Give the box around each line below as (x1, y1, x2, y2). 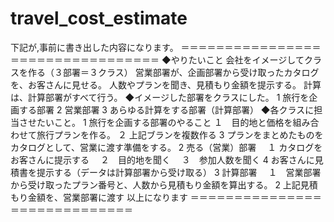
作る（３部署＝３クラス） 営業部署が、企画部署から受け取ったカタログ (27, 66, 320, 78)
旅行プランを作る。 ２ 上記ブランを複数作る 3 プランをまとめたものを (36, 128, 324, 141)
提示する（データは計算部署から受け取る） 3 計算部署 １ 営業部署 (36, 166, 322, 178)
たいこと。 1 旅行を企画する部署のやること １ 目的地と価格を (36, 116, 293, 128)
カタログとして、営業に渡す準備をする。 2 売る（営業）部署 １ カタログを (10, 141, 323, 153)
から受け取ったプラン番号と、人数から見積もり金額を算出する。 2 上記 (10, 178, 301, 191)
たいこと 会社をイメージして (188, 53, 305, 66)
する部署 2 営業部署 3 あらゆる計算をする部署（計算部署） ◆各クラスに (18, 103, 315, 116)
